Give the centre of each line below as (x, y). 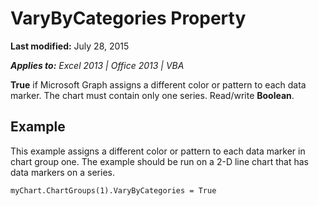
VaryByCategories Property (128, 18)
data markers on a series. (62, 172)
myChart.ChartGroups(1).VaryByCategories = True (113, 190)
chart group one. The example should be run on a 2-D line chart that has (159, 161)
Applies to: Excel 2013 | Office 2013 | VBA (97, 65)
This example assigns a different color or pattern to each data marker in (158, 151)
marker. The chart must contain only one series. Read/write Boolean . (152, 95)
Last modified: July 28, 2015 (70, 46)
